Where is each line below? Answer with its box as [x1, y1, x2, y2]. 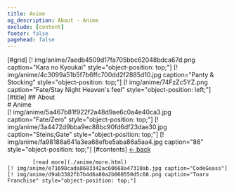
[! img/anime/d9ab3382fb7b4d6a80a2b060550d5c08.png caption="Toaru [7, 171, 209, 178]
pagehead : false [7, 37, 55, 44]
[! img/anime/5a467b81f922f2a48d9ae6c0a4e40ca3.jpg [7, 108, 171, 117]
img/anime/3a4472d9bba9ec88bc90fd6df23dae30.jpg [7, 123, 167, 131]
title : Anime [7, 10, 46, 18]
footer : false [7, 29, 49, 37]
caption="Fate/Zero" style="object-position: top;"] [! [7, 115, 160, 124]
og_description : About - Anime [7, 17, 99, 24]
